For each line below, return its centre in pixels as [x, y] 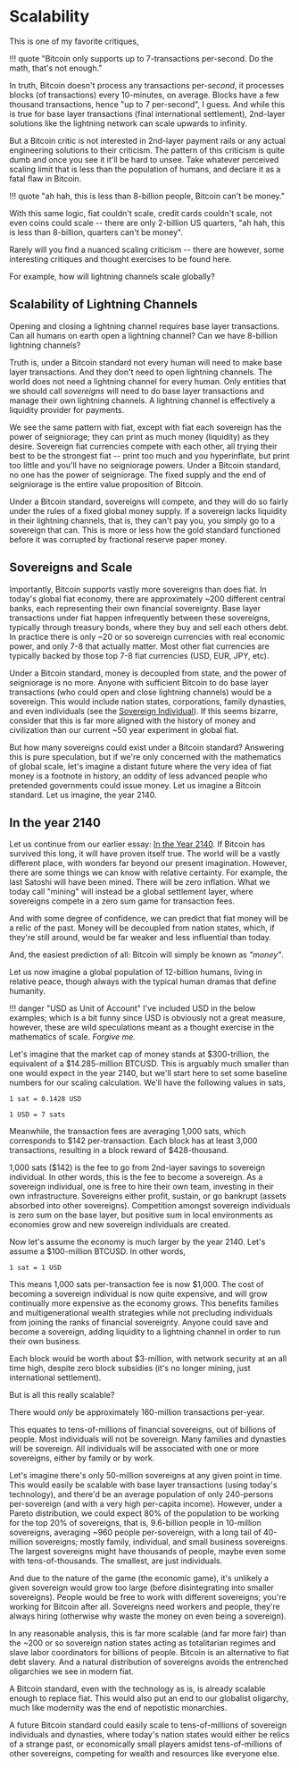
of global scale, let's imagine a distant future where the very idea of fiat [141, 766]
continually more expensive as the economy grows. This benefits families [144, 1303]
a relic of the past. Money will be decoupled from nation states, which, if [142, 928]
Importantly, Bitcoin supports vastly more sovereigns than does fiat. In [138, 589]
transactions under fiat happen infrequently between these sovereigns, [140, 618]
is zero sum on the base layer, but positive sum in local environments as [141, 1215]
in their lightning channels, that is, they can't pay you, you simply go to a [142, 520]
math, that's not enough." [56, 68]
